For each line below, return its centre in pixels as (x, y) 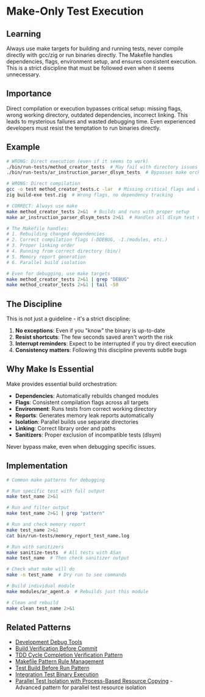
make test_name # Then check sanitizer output (68, 558)
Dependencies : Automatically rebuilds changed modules (87, 396)
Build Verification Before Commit (56, 649)
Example (23, 147)
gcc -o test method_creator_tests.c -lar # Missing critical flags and (101, 190)
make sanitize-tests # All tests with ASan (64, 552)
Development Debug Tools (49, 642)
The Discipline (34, 304)
